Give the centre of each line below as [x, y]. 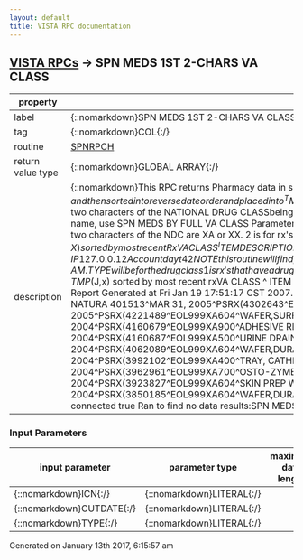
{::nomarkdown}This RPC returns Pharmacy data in [179, 188]
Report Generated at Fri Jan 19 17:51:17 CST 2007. [182, 293]
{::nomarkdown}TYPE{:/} [66, 523]
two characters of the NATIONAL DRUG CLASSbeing [182, 211]
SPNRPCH [92, 147]
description [38, 296]
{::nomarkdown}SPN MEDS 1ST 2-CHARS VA [167, 117]
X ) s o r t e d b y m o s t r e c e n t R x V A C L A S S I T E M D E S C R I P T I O [182, 247]
